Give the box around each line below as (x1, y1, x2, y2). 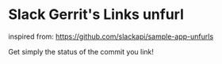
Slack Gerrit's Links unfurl (8, 6, 185, 24)
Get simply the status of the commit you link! (8, 47, 155, 56)
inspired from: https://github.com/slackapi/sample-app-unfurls (8, 32, 214, 41)
